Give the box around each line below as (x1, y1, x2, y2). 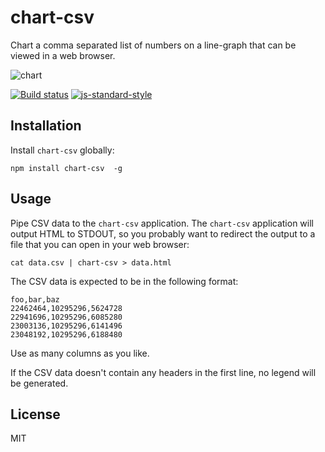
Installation (10, 117, 82, 135)
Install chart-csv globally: (10, 144, 115, 156)
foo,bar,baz (10, 294, 60, 305)
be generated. (10, 377, 69, 389)
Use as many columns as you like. (10, 347, 150, 359)
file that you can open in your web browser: (10, 238, 190, 250)
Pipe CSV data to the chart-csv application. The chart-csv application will (10, 217, 314, 229)
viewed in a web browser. (10, 49, 116, 61)
